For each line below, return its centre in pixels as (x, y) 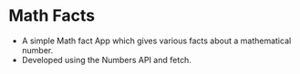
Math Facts (52, 16)
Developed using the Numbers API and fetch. (107, 60)
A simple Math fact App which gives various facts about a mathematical (156, 41)
